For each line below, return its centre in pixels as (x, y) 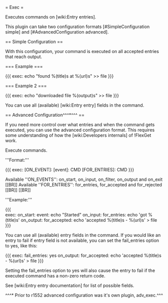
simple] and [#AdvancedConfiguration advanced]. (57, 32)
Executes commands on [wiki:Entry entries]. (51, 17)
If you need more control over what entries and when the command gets (80, 124)
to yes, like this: (21, 246)
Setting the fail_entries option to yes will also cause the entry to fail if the (80, 270)
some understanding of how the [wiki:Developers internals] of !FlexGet (78, 135)
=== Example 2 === (26, 86)
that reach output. (24, 57)
